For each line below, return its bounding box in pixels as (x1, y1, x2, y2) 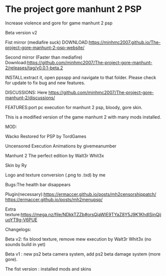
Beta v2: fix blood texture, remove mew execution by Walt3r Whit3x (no (5, 236, 152, 242)
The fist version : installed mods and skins (5, 266, 91, 272)
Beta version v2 (5, 29, 37, 35)
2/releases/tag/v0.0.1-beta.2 (5, 65, 63, 71)
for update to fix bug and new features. (5, 80, 85, 86)
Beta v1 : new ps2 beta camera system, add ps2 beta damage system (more (5, 251, 161, 257)
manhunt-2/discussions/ (5, 95, 55, 101)
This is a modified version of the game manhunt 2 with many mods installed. (5, 114, 162, 120)
